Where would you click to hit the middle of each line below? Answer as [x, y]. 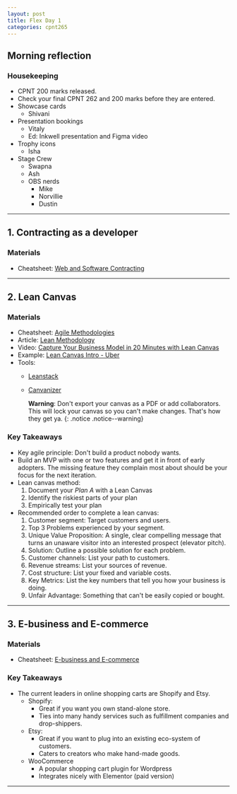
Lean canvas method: [49, 482]
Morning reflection [49, 56]
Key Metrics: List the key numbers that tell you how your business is [127, 580]
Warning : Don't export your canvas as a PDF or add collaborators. [124, 404]
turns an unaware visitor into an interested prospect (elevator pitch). [127, 542]
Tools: [26, 363]
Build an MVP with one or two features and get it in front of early [111, 460]
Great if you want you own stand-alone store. [104, 708]
